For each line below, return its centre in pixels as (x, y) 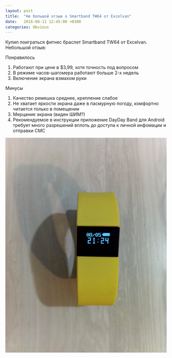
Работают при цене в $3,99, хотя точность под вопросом (76, 68)
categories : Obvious (27, 27)
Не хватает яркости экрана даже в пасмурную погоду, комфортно (85, 104)
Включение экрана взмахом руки (50, 78)
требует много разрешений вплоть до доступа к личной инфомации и (89, 125)
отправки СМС (29, 131)
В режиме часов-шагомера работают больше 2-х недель (76, 73)
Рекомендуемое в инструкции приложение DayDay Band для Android (89, 120)
